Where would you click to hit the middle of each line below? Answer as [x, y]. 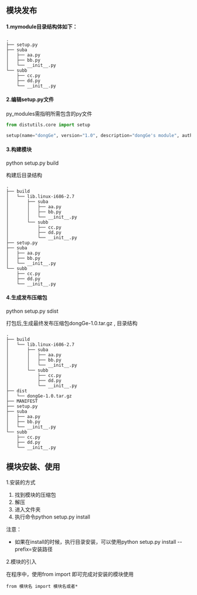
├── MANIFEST [22, 401]
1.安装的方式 [21, 482]
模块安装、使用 [33, 467]
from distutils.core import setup [48, 125]
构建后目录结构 [24, 175]
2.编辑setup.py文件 [30, 99]
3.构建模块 [19, 149]
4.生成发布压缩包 [27, 297]
